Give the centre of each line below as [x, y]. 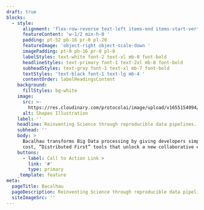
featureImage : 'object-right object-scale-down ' [86, 46]
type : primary [46, 169]
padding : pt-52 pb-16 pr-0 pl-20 [65, 40]
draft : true [21, 12]
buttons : [28, 153]
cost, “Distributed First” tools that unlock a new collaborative [108, 147]
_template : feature [42, 175]
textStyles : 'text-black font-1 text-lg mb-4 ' [84, 74]
